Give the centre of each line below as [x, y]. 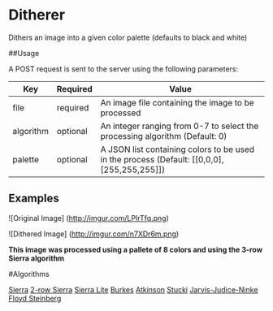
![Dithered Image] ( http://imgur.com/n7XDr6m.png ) [94, 234]
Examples [34, 199]
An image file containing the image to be [177, 102]
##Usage [24, 53]
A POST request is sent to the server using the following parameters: [123, 69]
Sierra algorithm [37, 258]
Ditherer [37, 15]
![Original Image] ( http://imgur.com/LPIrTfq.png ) [89, 218]
